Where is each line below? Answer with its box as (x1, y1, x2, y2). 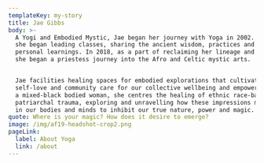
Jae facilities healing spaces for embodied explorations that (15, 76, 226, 84)
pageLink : (8, 128, 41, 136)
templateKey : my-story (8, 11, 82, 20)
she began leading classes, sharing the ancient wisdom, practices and (15, 41, 255, 49)
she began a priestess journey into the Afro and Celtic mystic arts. (15, 56, 251, 64)
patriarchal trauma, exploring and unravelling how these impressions (15, 98, 251, 106)
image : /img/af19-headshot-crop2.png (8, 120, 132, 128)
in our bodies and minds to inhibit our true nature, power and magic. (15, 106, 255, 114)
